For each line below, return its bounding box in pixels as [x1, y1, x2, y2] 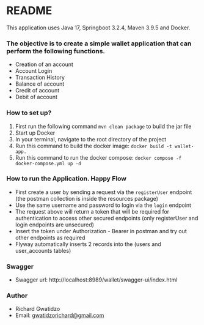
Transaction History [15, 74, 65, 81]
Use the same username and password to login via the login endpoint [15, 201, 191, 209]
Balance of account [15, 80, 65, 88]
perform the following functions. [6, 47, 106, 55]
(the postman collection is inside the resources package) [15, 195, 159, 202]
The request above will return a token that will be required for [15, 207, 170, 215]
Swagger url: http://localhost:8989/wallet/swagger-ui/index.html [15, 276, 178, 283]
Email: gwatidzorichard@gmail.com [15, 312, 104, 319]
